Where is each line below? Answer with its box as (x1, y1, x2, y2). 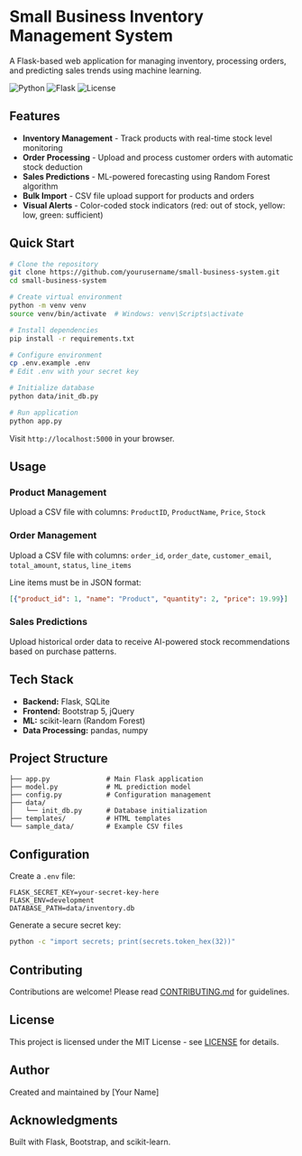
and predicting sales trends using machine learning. (9, 65, 202, 76)
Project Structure (9, 751, 108, 767)
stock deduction (22, 161, 83, 172)
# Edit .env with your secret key (9, 368, 140, 377)
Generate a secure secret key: (9, 919, 122, 931)
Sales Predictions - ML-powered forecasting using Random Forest (22, 171, 270, 182)
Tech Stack (9, 672, 74, 687)
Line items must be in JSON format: (9, 576, 142, 588)
